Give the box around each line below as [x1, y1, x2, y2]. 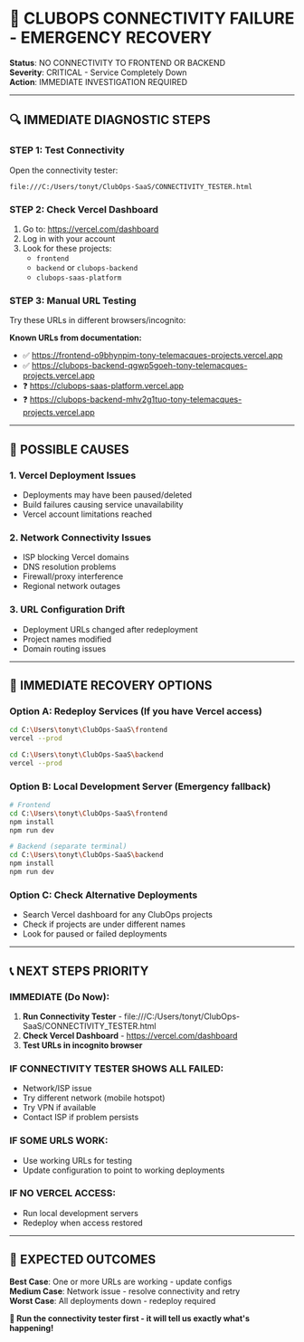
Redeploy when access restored [22, 1217, 143, 1228]
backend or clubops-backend [35, 262, 138, 272]
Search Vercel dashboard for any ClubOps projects [22, 909, 214, 920]
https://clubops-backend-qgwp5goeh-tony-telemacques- [31, 360, 248, 371]
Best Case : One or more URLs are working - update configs [9, 1276, 233, 1287]
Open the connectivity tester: [9, 165, 119, 176]
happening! [9, 1322, 54, 1333]
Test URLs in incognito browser [22, 1040, 143, 1051]
